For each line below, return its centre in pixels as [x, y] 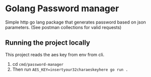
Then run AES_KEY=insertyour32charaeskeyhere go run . [70, 69]
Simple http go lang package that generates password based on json [76, 22]
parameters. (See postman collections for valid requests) [63, 27]
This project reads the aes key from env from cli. [55, 54]
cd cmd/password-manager [38, 64]
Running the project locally [48, 43]
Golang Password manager [62, 9]
